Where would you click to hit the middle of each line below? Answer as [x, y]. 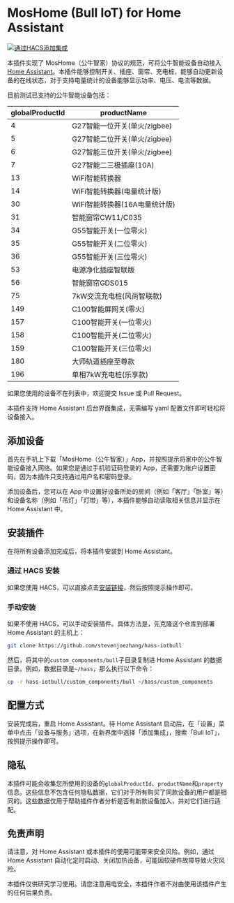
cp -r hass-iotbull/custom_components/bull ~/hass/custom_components [110, 682]
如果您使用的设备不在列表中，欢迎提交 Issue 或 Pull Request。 [96, 393]
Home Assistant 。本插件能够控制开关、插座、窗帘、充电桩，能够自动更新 [112, 71]
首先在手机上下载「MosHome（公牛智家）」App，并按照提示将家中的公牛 [112, 459]
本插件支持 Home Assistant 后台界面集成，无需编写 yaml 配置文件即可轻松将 [116, 408]
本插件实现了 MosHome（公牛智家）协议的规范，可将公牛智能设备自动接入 [114, 63]
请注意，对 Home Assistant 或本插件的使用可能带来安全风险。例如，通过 [111, 852]
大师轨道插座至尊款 [103, 361]
